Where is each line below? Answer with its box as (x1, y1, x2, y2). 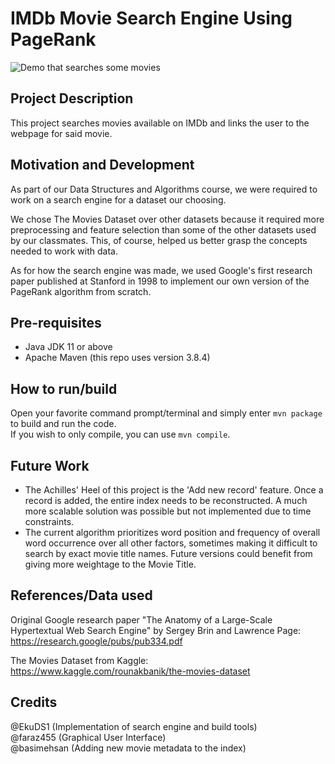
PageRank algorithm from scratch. (10, 285, 152, 297)
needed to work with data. (10, 245, 118, 257)
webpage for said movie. (10, 127, 113, 139)
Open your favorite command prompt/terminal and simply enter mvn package (10, 407, 323, 419)
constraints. (24, 516, 75, 527)
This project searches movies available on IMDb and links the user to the (10, 117, 310, 129)
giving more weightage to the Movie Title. (24, 558, 197, 570)
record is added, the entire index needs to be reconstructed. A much (24, 495, 308, 506)
